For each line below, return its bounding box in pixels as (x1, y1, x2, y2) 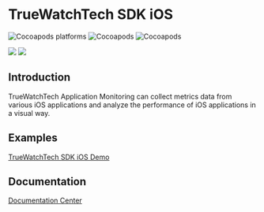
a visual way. (8, 108, 51, 117)
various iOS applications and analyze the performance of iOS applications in (8, 100, 257, 110)
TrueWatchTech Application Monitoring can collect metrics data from (8, 91, 232, 101)
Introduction (8, 71, 71, 84)
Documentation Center (8, 195, 83, 206)
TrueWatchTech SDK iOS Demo (8, 152, 110, 162)
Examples (8, 132, 58, 145)
